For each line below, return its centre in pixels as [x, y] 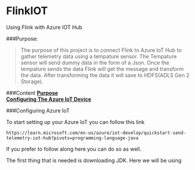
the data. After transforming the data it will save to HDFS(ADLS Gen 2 [105, 75]
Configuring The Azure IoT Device [49, 99]
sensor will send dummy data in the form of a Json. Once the [95, 63]
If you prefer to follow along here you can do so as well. [74, 149]
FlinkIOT [27, 11]
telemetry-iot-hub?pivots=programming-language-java [72, 138]
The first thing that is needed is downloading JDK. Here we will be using [94, 160]
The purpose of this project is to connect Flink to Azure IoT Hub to [101, 50]
